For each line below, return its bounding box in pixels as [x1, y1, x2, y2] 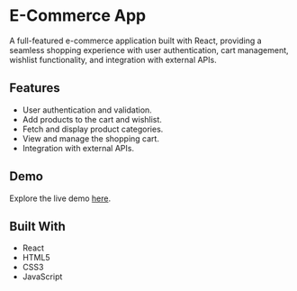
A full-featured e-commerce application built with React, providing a [9, 35, 263, 46]
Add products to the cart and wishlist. [22, 114, 162, 124]
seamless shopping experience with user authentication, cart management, [9, 44, 290, 55]
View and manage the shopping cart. [22, 132, 160, 144]
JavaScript [22, 271, 63, 282]
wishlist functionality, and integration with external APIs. [9, 54, 218, 65]
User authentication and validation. [22, 105, 153, 115]
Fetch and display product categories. [22, 123, 164, 134]
